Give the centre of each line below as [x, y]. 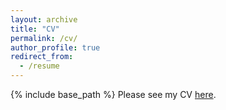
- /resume [39, 66]
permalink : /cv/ [44, 38]
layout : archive [44, 19]
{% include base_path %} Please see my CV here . [113, 94]
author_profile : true [55, 47]
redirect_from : [42, 57]
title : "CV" [35, 29]
